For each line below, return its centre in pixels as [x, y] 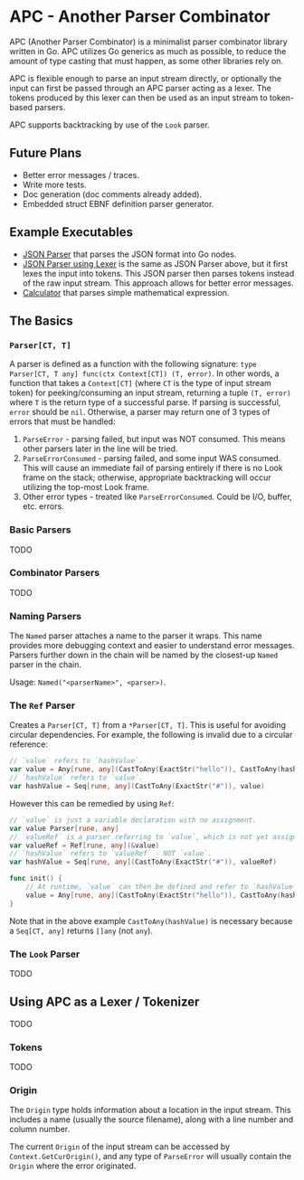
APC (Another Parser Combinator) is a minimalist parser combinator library [148, 42]
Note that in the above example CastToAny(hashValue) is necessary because [151, 920]
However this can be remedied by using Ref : [92, 803]
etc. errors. [43, 506]
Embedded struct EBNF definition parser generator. [118, 203]
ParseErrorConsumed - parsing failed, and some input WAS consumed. [152, 458]
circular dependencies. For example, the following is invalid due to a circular [151, 735]
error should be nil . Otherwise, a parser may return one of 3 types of [140, 412]
